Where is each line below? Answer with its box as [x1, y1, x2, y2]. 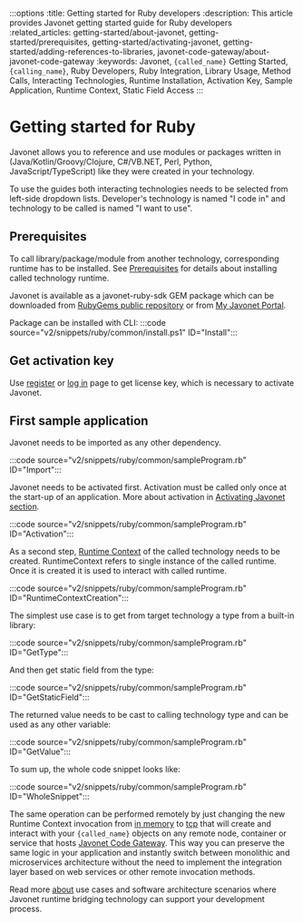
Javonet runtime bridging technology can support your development [9, 894, 265, 905]
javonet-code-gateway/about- [157, 46, 270, 57]
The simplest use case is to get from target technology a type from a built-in [9, 610, 295, 621]
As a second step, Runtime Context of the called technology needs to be [9, 546, 281, 557]
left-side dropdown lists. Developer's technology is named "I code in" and [9, 192, 286, 203]
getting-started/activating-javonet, [92, 36, 221, 47]
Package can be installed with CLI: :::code [9, 317, 166, 328]
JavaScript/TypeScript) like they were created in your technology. [9, 165, 255, 176]
